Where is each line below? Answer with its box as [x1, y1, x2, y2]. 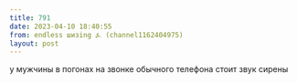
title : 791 [9, 13, 51, 23]
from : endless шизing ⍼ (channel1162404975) [9, 30, 184, 39]
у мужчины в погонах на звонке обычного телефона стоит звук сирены [9, 64, 289, 75]
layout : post [9, 38, 59, 48]
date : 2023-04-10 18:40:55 [9, 22, 112, 31]
